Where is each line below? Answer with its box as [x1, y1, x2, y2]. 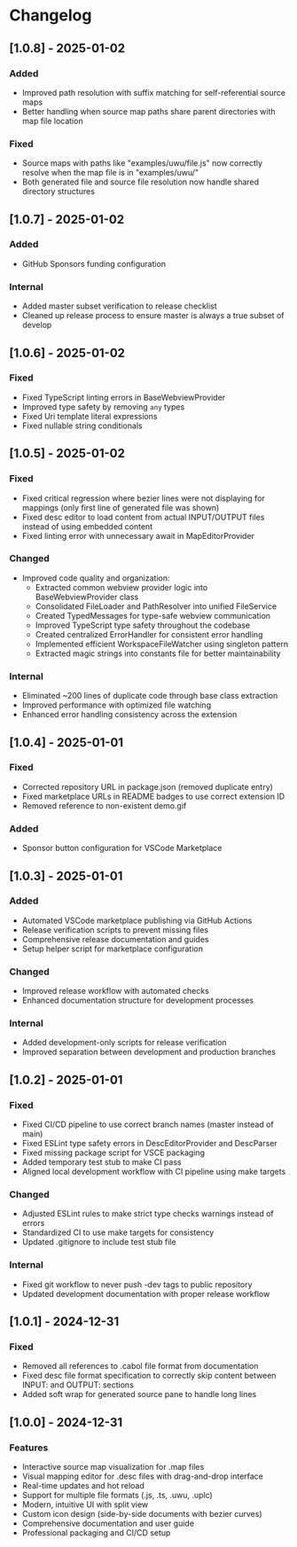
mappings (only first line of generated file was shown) [21, 502, 220, 512]
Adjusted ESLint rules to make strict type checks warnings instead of [21, 1208, 275, 1219]
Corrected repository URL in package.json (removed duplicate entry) [21, 781, 273, 792]
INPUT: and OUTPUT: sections [21, 1379, 135, 1390]
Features [9, 1442, 49, 1454]
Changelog [9, 5, 92, 26]
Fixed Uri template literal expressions [21, 410, 158, 421]
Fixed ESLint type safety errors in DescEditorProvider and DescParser [21, 1138, 277, 1149]
